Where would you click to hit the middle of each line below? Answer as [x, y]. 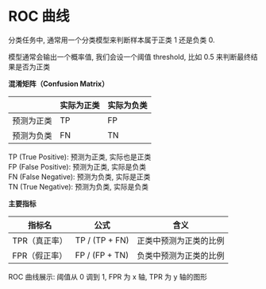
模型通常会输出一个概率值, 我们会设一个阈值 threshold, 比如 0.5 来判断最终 [130, 57]
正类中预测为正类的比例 [181, 240]
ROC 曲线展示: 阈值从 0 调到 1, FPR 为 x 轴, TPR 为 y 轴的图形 [108, 276]
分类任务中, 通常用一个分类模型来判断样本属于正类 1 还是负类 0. [112, 40]
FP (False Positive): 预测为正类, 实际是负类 [77, 166]
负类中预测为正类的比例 [181, 256]
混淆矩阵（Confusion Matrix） [59, 84]
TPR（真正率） [40, 240]
